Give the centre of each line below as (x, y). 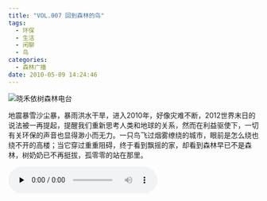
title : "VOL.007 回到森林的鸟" (56, 15)
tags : (17, 23)
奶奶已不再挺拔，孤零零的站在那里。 (88, 155)
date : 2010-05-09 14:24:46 (53, 75)
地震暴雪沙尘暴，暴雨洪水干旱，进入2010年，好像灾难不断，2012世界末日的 (132, 115)
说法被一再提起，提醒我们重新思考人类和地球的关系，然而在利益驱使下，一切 (133, 125)
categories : (28, 60)
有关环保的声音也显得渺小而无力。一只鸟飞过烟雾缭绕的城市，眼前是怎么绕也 (133, 135)
